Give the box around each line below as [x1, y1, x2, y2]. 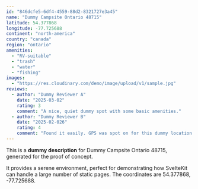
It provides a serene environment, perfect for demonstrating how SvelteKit [6, 164, 188, 171]
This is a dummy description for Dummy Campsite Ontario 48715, [6, 146, 167, 153]
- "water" [11, 64, 36, 70]
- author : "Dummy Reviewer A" [11, 92, 86, 97]
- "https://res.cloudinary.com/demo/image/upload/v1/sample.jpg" [11, 81, 177, 87]
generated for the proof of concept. [6, 153, 93, 160]
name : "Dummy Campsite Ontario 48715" [6, 14, 102, 20]
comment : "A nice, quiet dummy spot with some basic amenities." [17, 108, 182, 114]
